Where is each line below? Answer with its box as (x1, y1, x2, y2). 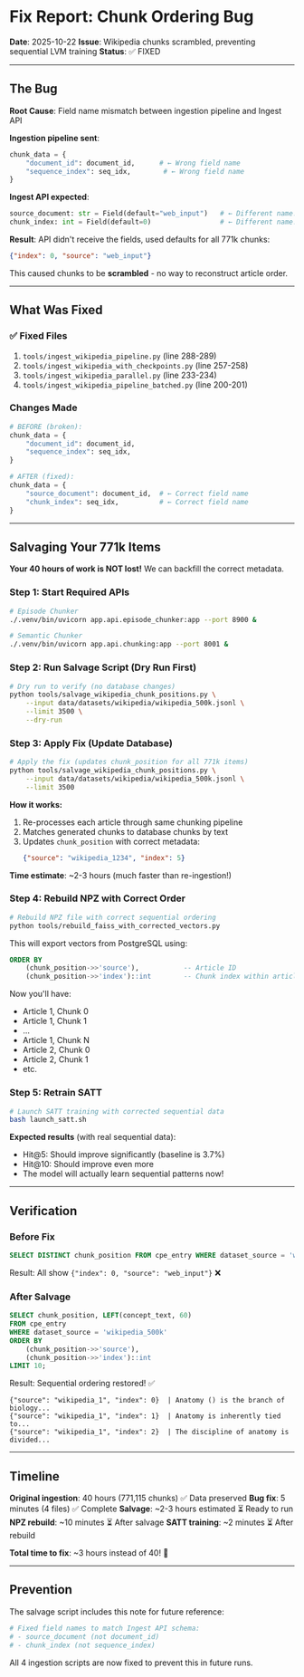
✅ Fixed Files (9, 330, 68, 342)
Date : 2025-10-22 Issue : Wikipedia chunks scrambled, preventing (9, 36, 256, 47)
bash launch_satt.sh (9, 1116, 88, 1125)
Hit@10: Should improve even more (22, 1159, 154, 1170)
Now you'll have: (9, 989, 71, 1000)
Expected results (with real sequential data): (9, 1132, 176, 1143)
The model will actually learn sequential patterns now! (22, 1168, 224, 1179)
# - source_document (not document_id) (9, 1632, 160, 1641)
